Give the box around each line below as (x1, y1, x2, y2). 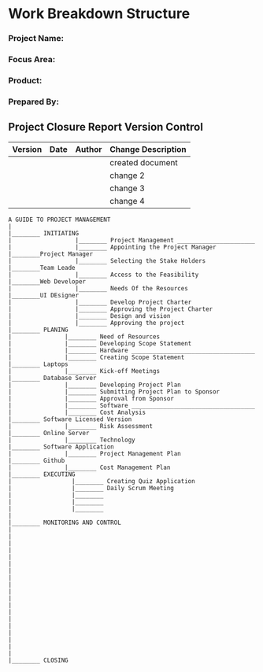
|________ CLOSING (8, 656, 69, 664)
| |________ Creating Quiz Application (8, 477, 195, 485)
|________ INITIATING (8, 229, 80, 237)
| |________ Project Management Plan (8, 449, 181, 457)
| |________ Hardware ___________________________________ (8, 346, 256, 354)
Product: (8, 75, 43, 86)
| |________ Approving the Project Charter (8, 305, 213, 313)
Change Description (109, 143, 187, 154)
